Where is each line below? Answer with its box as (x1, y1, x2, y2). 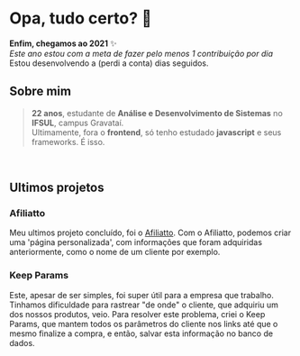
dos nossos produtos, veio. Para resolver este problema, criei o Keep (9, 308, 266, 319)
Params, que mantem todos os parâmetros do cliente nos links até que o (9, 318, 278, 329)
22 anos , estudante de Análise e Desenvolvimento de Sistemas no (31, 107, 284, 118)
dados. (9, 337, 35, 348)
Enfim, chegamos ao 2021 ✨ (9, 38, 117, 49)
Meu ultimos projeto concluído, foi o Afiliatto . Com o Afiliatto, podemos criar (9, 227, 291, 238)
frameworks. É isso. (31, 136, 105, 147)
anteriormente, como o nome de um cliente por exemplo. (9, 247, 221, 258)
